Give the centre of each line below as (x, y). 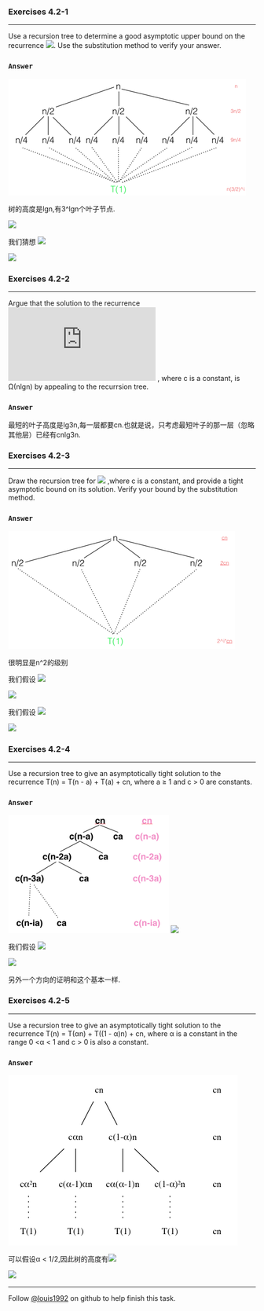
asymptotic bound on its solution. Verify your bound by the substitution (123, 489)
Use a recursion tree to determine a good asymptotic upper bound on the (127, 36)
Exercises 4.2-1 (38, 12)
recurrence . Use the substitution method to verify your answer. (115, 46)
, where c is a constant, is (198, 378)
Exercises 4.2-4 (39, 749)
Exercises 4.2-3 (39, 456)
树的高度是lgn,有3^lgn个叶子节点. (62, 209)
